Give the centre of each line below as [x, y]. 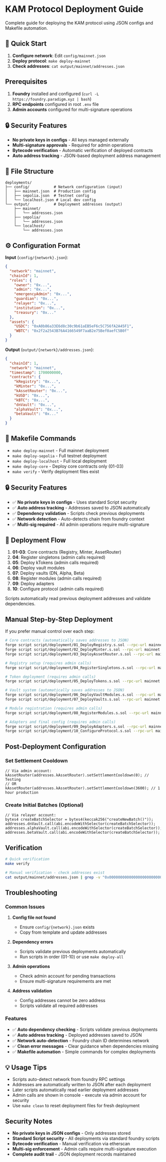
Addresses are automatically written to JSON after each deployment [82, 1085]
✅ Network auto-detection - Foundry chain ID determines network [81, 1040]
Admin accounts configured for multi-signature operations [72, 109]
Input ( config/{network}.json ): [37, 257]
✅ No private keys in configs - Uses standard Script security [75, 502]
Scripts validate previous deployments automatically [73, 952]
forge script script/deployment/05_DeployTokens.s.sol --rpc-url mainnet [83, 681]
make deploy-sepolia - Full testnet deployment [60, 455]
